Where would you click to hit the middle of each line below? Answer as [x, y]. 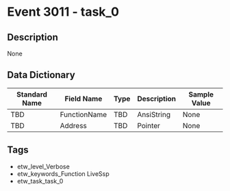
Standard [32, 94]
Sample [201, 94]
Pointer [149, 125]
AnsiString [154, 114]
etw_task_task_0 [40, 181]
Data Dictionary [41, 75]
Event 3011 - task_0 [63, 12]
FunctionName [84, 114]
